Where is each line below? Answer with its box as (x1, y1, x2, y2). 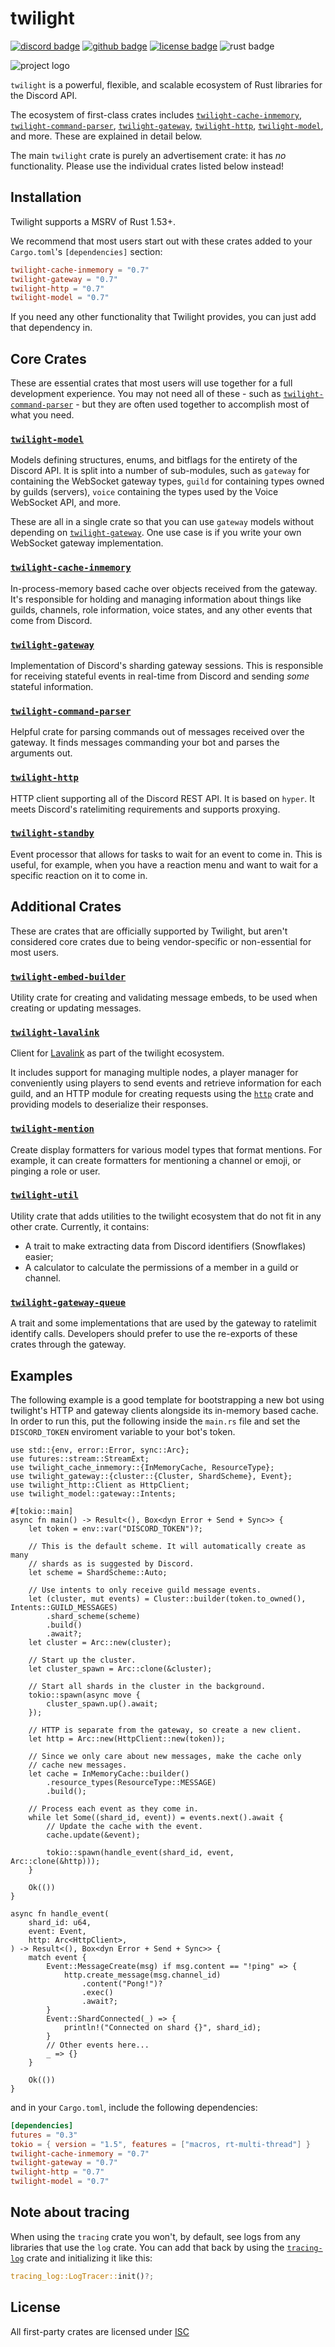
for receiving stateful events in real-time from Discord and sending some (10, 670, 310, 682)
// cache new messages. (28, 1760, 128, 1770)
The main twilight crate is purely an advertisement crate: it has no (10, 149, 287, 161)
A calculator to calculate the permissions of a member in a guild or (24, 1261, 299, 1273)
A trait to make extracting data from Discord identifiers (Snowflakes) (24, 1240, 307, 1252)
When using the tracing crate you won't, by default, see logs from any (10, 2230, 301, 2242)
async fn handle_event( (10, 1908, 110, 1919)
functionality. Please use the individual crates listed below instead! (10, 160, 284, 172)
